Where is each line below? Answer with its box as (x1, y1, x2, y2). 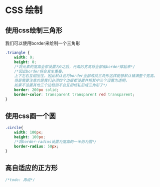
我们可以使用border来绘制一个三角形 (5, 40, 81, 46)
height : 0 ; (14, 59, 37, 64)
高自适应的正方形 (5, 163, 58, 172)
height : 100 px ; (14, 134, 46, 140)
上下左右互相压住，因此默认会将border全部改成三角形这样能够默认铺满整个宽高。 (14, 73, 158, 78)
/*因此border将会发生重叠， (14, 68, 66, 74)
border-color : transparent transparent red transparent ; (14, 92, 135, 97)
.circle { (5, 125, 23, 130)
